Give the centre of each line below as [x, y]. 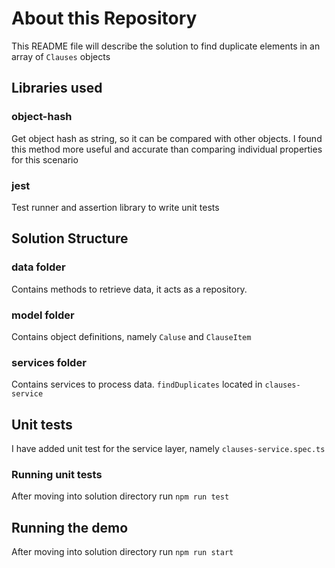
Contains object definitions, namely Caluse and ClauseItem [131, 336]
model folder [43, 315]
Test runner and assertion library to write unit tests [115, 207]
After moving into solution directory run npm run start [122, 552]
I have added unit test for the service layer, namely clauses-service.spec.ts [168, 449]
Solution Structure [70, 238]
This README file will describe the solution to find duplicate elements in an [166, 46]
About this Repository [104, 18]
